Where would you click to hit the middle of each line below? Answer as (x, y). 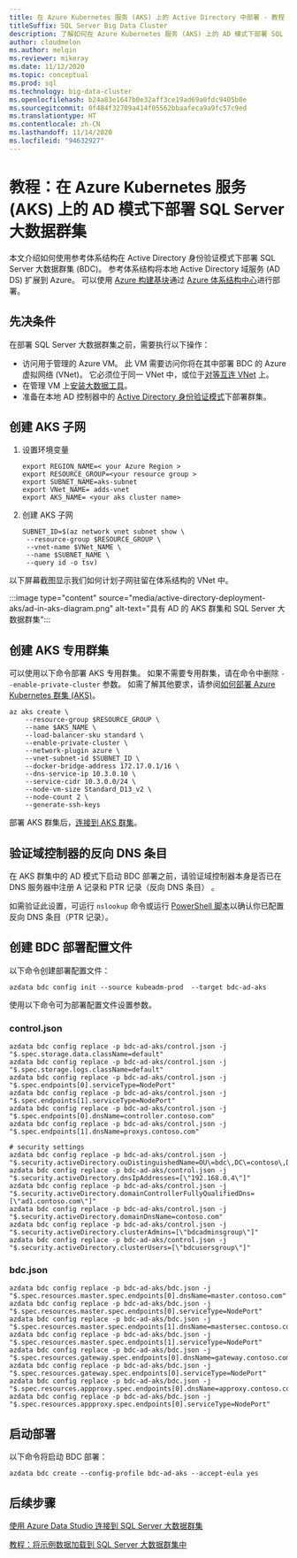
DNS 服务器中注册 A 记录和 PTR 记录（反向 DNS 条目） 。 (114, 886)
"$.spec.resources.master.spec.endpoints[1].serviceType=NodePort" (136, 1343)
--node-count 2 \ (57, 797)
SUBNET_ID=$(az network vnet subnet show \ (103, 532)
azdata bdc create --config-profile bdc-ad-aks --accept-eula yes (134, 1474)
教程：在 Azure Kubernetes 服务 (128, 187)
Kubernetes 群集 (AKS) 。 (54, 695)
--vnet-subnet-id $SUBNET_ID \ (83, 759)
